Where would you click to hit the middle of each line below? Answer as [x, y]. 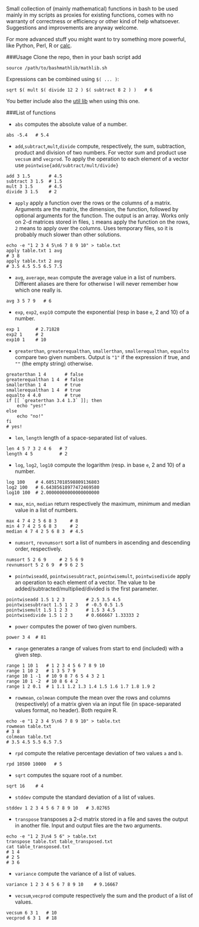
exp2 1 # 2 [25, 335]
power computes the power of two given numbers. [76, 626]
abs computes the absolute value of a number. [71, 124]
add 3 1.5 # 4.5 [34, 176]
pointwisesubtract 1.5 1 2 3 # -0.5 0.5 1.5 [65, 605]
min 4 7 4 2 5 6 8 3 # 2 [42, 526]
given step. [29, 655]
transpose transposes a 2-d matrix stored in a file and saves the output [101, 819]
